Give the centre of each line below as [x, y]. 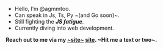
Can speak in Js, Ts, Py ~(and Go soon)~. [67, 15]
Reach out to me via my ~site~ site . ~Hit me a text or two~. [81, 40]
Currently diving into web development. [64, 28]
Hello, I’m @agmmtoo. [42, 9]
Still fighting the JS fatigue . [49, 21]
